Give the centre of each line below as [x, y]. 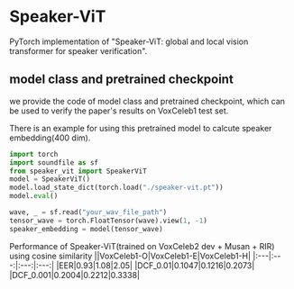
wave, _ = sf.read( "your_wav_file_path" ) [88, 212]
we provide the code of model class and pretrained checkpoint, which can [147, 101]
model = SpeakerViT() [50, 179]
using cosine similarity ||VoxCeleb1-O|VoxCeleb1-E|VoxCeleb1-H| [130, 256]
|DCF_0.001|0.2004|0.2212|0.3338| [74, 275]
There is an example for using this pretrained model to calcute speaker [141, 128]
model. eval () [34, 196]
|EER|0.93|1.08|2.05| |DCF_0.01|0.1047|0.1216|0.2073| [156, 265]
